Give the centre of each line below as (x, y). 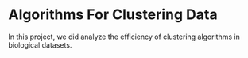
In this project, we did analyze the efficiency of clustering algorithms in (124, 37)
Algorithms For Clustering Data (113, 15)
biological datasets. (40, 44)
